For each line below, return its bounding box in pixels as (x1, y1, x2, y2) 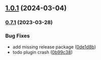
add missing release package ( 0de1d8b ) (12, 43, 96, 49)
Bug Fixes (5, 32, 30, 39)
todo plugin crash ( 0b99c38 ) (12, 49, 73, 55)
